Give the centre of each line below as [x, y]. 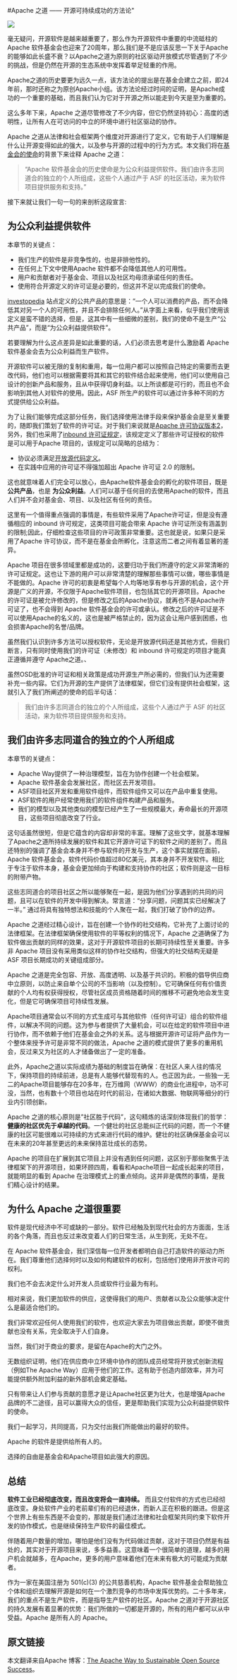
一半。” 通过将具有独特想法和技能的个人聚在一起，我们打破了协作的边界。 [113, 909]
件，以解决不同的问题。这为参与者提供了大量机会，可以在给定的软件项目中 [115, 1025]
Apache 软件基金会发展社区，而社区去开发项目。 [89, 782]
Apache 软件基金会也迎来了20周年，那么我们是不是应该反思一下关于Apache [118, 47]
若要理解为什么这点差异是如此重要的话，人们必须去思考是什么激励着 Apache [118, 342]
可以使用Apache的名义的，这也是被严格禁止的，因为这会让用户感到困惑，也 [117, 618]
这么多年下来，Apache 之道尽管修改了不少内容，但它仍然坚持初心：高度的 [115, 113]
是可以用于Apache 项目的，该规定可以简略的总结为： [84, 443]
